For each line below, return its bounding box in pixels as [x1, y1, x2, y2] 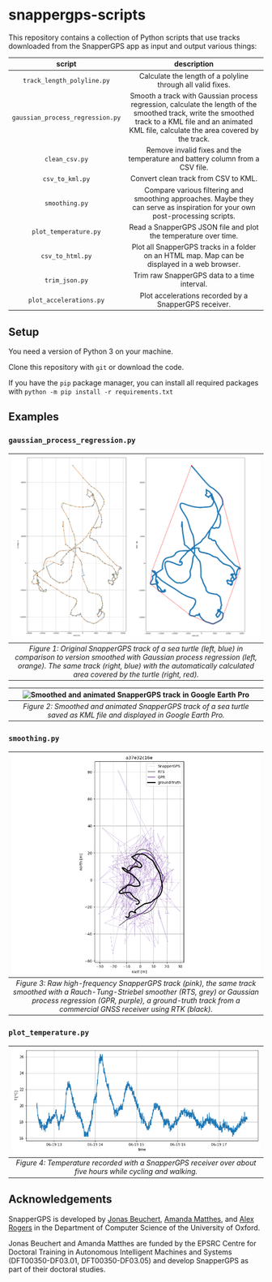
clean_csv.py [44, 156, 89, 164]
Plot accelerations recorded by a [139, 290, 249, 300]
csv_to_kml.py [42, 175, 91, 183]
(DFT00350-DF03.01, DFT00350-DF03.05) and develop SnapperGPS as [8, 1255, 249, 1265]
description [173, 59, 215, 69]
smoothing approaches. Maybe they [134, 193, 254, 204]
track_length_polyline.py [23, 77, 111, 85]
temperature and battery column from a [128, 154, 260, 164]
